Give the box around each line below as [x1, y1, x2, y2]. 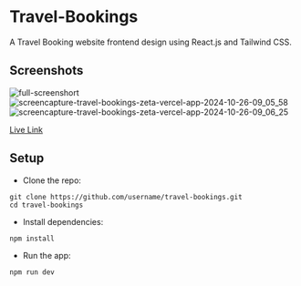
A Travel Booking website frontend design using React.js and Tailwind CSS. [9, 36, 292, 47]
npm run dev [9, 267, 55, 277]
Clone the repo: [22, 175, 82, 186]
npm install [9, 234, 55, 243]
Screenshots [9, 63, 84, 78]
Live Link [9, 124, 44, 135]
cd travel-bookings [9, 200, 84, 209]
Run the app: [22, 250, 71, 260]
